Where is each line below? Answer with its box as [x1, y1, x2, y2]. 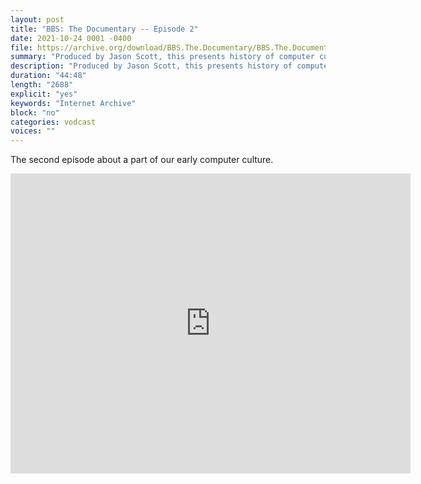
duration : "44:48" [10, 71, 87, 81]
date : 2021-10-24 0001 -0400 [10, 33, 132, 43]
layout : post [10, 14, 65, 25]
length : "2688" [10, 80, 74, 90]
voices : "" [10, 126, 56, 136]
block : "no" [10, 107, 60, 118]
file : [10, 42, 33, 53]
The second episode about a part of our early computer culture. [10, 154, 274, 166]
